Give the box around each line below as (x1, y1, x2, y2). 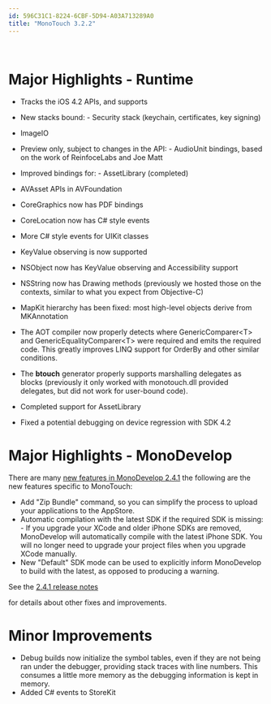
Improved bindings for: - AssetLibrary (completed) (19, 168, 189, 179)
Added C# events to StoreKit (19, 688, 116, 698)
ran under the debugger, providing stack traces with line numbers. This (19, 662, 258, 672)
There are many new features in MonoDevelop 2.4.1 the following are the (8, 473, 252, 483)
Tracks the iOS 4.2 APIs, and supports (19, 97, 148, 106)
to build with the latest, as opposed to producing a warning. (19, 566, 220, 577)
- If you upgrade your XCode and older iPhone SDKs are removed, (19, 523, 242, 533)
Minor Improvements (8, 626, 153, 645)
